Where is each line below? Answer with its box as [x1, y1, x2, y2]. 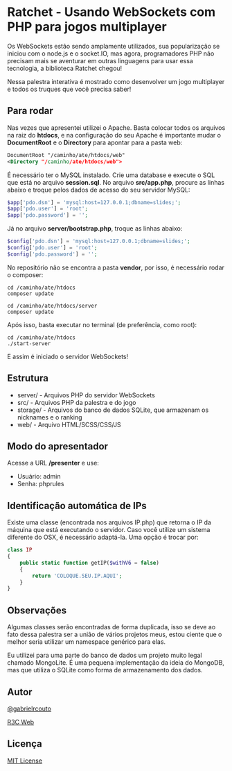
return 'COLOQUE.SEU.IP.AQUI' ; [32, 572, 123, 579]
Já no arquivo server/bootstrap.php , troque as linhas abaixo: [7, 224, 183, 233]
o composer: [7, 270, 44, 279]
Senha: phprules [17, 480, 64, 488]
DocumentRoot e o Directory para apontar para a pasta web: [7, 138, 183, 147]
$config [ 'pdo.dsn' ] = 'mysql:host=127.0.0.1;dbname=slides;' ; [7, 238, 190, 245]
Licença [7, 738, 43, 750]
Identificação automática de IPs [7, 499, 147, 511]
